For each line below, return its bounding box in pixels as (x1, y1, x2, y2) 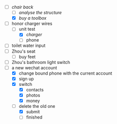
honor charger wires (11, 21, 52, 26)
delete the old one (18, 103, 55, 109)
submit (26, 109, 40, 115)
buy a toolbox (18, 15, 47, 21)
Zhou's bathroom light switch (11, 59, 70, 65)
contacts (26, 86, 44, 92)
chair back (11, 4, 33, 10)
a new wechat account (11, 64, 57, 70)
